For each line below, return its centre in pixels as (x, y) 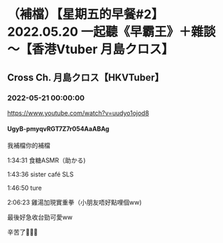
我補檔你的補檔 (29, 146)
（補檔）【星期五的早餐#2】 (86, 14)
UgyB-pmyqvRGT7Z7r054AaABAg (58, 129)
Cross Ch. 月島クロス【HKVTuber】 (86, 77)
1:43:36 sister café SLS (41, 174)
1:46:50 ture (24, 188)
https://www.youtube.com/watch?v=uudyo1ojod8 (78, 113)
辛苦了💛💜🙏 (23, 232)
